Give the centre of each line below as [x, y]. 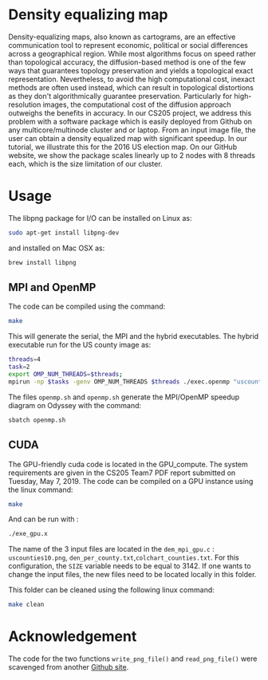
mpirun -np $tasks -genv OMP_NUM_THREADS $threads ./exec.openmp [119, 381]
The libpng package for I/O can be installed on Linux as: [100, 218]
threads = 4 [25, 360]
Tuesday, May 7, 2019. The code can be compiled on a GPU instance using [131, 481]
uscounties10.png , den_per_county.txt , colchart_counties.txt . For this [124, 558]
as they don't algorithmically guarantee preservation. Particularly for [120, 96]
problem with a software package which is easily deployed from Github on [130, 121]
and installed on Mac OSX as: [57, 248]
